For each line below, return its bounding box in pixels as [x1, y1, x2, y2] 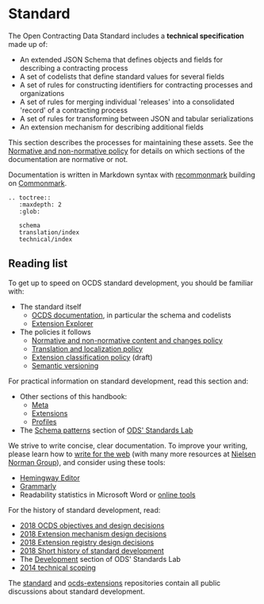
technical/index [18, 235, 73, 243]
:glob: [18, 207, 41, 215]
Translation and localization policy [31, 344, 143, 353]
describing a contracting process [19, 63, 128, 72]
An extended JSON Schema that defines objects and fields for [19, 55, 224, 64]
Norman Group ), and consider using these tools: [8, 457, 166, 467]
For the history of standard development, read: [8, 505, 161, 514]
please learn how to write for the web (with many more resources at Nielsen [8, 449, 256, 459]
